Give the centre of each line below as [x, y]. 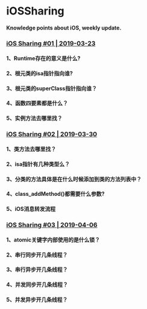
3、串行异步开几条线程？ [37, 270]
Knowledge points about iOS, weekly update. [64, 28]
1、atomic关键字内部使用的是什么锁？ [53, 240]
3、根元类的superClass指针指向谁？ [52, 88]
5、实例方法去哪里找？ [34, 118]
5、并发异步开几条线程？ [37, 299]
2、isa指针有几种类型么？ [38, 164]
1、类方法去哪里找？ [31, 149]
